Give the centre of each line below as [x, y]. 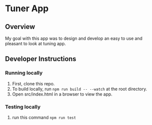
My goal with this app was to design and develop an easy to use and [74, 38]
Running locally [24, 73]
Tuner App [27, 9]
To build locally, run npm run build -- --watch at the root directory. [80, 89]
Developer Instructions [41, 59]
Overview [20, 27]
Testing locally [23, 107]
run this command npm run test [44, 117]
